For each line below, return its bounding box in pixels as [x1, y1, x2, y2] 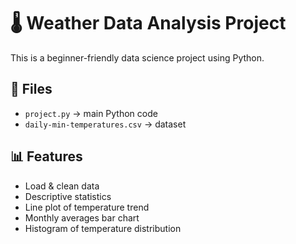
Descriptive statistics [24, 190, 112, 202]
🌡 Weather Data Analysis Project [10, 12, 287, 35]
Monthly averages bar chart [24, 211, 140, 224]
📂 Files [10, 81, 53, 98]
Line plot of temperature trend [24, 201, 150, 213]
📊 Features [10, 148, 83, 165]
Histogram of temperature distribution [24, 222, 182, 234]
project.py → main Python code [24, 107, 158, 119]
